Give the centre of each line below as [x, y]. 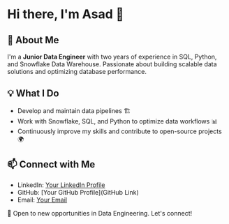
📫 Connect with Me [51, 164]
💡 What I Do [33, 94]
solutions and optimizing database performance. [77, 72]
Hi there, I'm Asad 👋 [66, 14]
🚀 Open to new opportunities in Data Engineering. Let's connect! [100, 213]
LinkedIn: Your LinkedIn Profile [61, 185]
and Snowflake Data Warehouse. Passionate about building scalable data [112, 64]
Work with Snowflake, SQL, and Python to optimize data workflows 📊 [117, 121]
